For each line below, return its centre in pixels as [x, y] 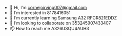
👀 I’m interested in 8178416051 [40, 13]
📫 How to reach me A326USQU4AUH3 [49, 28]
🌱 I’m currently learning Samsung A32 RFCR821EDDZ [63, 18]
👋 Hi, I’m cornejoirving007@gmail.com [48, 8]
